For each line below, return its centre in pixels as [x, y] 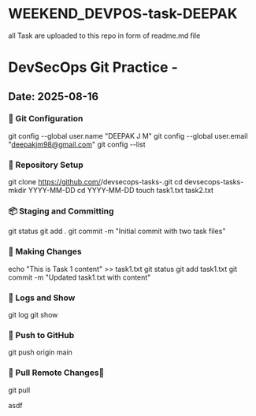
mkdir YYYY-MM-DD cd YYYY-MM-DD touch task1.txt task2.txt [111, 191]
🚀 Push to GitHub [41, 335]
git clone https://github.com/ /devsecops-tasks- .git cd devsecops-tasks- [126, 182]
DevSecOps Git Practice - [93, 67]
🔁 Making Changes [45, 251]
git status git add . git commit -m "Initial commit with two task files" [117, 231]
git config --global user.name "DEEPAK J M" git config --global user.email [128, 136]
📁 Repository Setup [46, 165]
